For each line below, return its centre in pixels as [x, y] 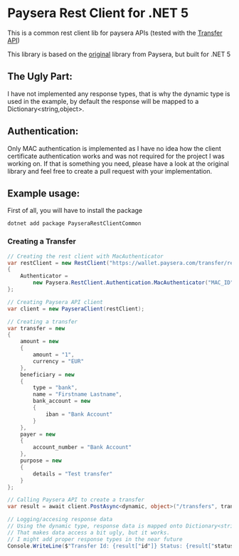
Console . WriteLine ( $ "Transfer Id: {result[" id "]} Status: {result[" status [121, 546]
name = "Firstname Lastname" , [78, 394]
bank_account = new [62, 401]
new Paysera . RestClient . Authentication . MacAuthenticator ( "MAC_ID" [133, 283]
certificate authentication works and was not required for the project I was [116, 156]
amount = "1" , [54, 355]
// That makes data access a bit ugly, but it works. [89, 533]
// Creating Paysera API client [55, 302]
